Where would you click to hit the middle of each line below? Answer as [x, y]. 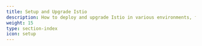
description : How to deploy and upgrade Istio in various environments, [99, 17]
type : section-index [32, 28]
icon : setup [21, 34]
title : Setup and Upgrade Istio [47, 12]
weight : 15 [20, 23]
